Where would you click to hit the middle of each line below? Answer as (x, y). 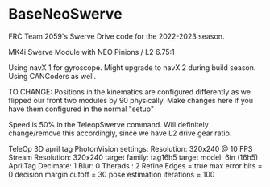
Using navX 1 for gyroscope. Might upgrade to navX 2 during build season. (132, 67)
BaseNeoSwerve (65, 14)
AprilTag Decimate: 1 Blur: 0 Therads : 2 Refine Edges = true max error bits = (135, 165)
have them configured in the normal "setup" (81, 109)
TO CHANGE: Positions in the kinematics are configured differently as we (130, 91)
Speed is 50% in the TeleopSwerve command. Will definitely (109, 124)
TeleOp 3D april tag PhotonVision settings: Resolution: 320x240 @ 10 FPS (131, 148)
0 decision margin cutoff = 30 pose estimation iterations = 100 (112, 174)
